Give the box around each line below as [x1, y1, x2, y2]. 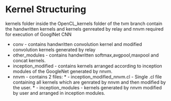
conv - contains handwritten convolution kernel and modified [12, 41, 142, 47]
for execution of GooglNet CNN [5, 31, 72, 37]
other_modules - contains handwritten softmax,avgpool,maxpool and [12, 52, 159, 58]
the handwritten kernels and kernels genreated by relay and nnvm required [5, 26, 164, 32]
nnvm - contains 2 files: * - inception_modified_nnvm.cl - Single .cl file [12, 73, 162, 80]
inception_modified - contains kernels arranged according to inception [12, 63, 163, 69]
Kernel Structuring [5, 4, 86, 15]
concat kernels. [12, 57, 46, 63]
